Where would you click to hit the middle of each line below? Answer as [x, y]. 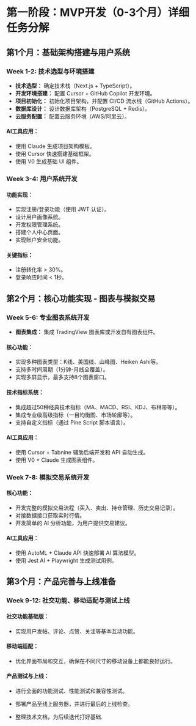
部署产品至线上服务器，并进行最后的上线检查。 [74, 703]
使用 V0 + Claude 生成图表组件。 [56, 460]
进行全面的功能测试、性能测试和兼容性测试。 [71, 691]
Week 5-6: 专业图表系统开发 [48, 317]
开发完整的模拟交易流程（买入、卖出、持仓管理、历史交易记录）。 [97, 508]
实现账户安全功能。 [39, 240]
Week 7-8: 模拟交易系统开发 [48, 477]
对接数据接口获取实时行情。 [50, 515]
